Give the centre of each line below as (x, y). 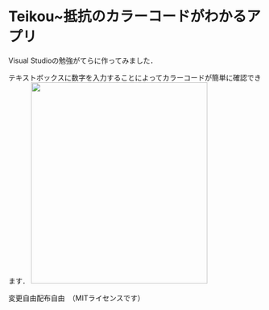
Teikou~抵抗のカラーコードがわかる (128, 17)
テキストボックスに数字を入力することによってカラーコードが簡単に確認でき (135, 77)
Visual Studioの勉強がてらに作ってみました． (83, 60)
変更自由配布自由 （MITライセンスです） (77, 298)
